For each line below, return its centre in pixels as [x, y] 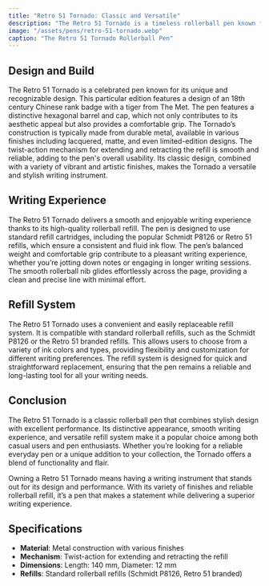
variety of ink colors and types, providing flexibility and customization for [129, 349]
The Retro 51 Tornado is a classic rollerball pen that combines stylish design [133, 420]
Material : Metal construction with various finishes [102, 548]
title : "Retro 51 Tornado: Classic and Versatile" [94, 16]
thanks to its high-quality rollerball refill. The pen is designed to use [119, 228]
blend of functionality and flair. [59, 462]
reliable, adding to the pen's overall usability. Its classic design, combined [130, 158]
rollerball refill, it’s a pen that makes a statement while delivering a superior [132, 495]
